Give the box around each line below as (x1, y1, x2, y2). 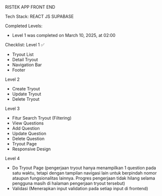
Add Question (12, 125, 40, 131)
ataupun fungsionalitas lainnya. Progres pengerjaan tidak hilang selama (12, 175, 156, 181)
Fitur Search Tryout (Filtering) (12, 115, 72, 121)
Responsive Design (12, 146, 51, 152)
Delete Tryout (12, 96, 40, 102)
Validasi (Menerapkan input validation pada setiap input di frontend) (12, 186, 148, 191)
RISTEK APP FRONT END (5, 4, 55, 10)
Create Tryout (12, 86, 40, 91)
